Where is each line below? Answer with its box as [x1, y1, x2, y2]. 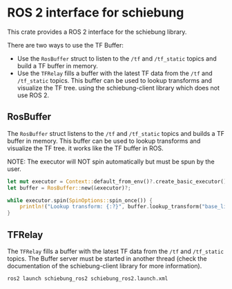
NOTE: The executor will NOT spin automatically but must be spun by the [7, 157, 215, 166]
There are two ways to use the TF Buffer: [7, 41, 124, 49]
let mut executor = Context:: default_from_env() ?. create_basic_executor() [7, 178, 227, 185]
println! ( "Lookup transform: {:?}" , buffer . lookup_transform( [19, 203, 202, 210]
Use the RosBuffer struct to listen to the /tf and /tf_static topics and [17, 54, 217, 63]
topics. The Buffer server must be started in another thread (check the [7, 254, 207, 263]
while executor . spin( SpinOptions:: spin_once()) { [7, 197, 153, 204]
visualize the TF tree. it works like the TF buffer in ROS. [7, 143, 164, 152]
